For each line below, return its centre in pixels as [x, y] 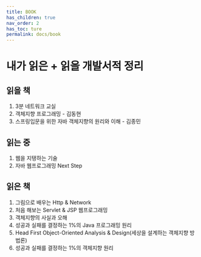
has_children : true [31, 18]
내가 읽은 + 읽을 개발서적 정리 [75, 66]
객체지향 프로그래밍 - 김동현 [48, 114]
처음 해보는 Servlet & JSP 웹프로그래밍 [61, 210]
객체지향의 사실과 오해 [41, 217]
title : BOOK [21, 12]
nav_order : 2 [23, 23]
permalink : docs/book [34, 35]
